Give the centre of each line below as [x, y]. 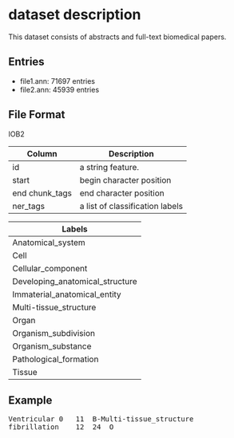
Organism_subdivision [54, 333]
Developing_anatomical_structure [75, 281]
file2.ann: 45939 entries [59, 89]
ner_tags [29, 206]
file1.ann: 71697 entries [58, 81]
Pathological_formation [56, 359]
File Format [37, 114]
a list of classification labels [131, 206]
